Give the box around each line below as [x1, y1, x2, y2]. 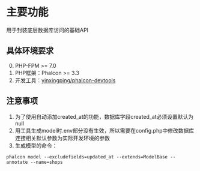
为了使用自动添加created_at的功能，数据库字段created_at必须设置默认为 [14, 113, 194, 120]
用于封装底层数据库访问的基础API [6, 26, 89, 34]
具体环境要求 [6, 46, 54, 56]
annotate [6, 159, 28, 165]
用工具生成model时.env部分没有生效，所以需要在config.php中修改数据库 [14, 127, 194, 134]
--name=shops [30, 159, 63, 165]
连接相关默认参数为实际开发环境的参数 [14, 134, 110, 142]
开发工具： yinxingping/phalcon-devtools [14, 76, 116, 84]
